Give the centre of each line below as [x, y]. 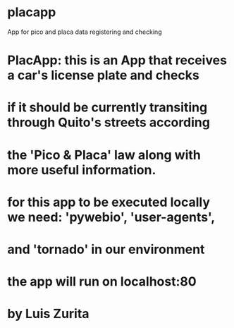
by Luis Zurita [48, 314]
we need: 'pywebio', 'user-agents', [111, 217]
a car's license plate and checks [103, 75]
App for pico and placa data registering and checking [85, 32]
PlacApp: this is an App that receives [117, 60]
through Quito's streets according [109, 122]
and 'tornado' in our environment [106, 249]
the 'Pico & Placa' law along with [104, 155]
